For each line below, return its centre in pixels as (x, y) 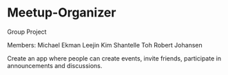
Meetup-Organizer (62, 13)
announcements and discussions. (55, 65)
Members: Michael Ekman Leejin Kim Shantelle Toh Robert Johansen (105, 45)
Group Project (27, 32)
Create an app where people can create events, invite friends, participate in (114, 58)
